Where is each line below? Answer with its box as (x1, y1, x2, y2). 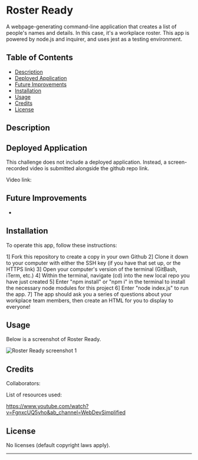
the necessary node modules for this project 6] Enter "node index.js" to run (6, 284, 189, 292)
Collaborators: (6, 380, 41, 387)
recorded (6, 164, 28, 171)
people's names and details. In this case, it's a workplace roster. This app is (6, 29, 190, 36)
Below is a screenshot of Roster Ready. (6, 336, 101, 343)
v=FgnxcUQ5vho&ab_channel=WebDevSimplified (6, 409, 126, 416)
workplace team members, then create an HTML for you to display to (6, 297, 174, 304)
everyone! (6, 303, 31, 310)
